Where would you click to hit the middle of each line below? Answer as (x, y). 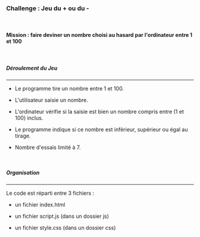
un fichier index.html (40, 205)
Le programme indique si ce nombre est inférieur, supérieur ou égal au (101, 130)
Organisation (23, 173)
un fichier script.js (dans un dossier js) (62, 216)
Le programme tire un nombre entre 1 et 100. (69, 89)
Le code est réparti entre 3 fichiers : (50, 193)
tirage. (23, 136)
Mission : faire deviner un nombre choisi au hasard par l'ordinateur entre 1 (99, 35)
